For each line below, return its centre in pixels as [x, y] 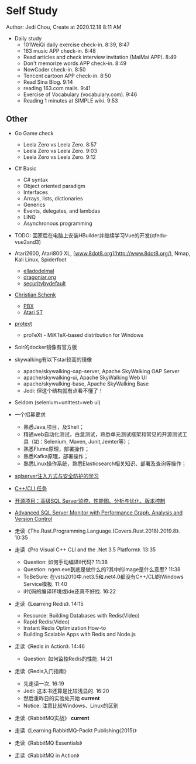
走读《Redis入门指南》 [42, 671]
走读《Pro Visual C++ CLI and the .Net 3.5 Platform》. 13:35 [85, 550]
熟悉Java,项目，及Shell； [54, 427]
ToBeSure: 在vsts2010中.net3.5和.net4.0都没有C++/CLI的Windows [103, 577]
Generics [34, 204]
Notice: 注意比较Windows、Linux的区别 [71, 705]
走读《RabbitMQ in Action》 [47, 755]
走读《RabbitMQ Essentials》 [48, 743]
